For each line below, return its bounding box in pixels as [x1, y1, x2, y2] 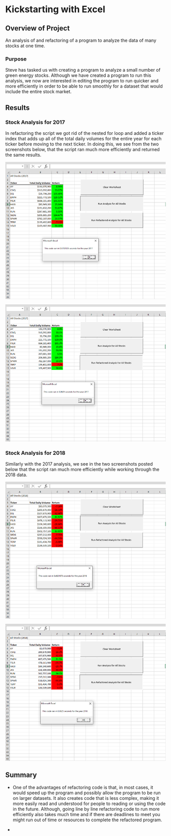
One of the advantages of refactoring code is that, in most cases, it [12, 784, 154, 790]
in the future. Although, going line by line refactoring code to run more [12, 805, 160, 812]
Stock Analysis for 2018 [5, 449, 66, 456]
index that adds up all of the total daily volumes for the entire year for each [5, 135, 162, 141]
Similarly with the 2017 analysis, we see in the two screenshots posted [5, 461, 153, 467]
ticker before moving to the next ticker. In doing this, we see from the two [5, 141, 159, 147]
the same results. [5, 152, 42, 158]
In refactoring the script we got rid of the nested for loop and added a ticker [5, 130, 164, 136]
